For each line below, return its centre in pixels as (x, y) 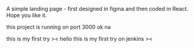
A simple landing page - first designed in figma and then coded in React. (97, 9)
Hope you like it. (27, 15)
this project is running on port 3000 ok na (59, 27)
